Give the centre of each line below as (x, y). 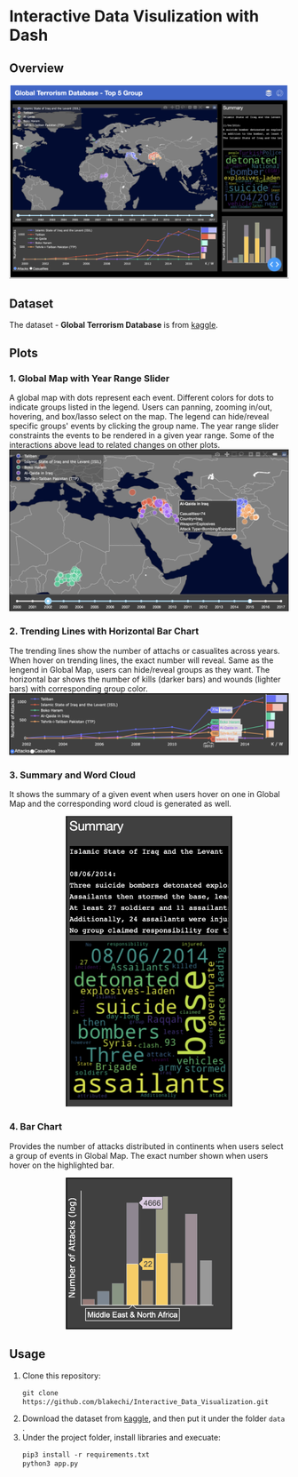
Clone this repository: (61, 1376)
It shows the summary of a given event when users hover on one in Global (145, 794)
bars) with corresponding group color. (78, 688)
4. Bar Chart (35, 1127)
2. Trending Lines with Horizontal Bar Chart (104, 631)
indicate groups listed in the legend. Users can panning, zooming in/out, (141, 407)
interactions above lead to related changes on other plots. (114, 444)
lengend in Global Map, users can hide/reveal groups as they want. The (140, 669)
